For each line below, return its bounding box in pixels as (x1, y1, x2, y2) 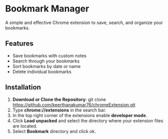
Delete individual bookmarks (12, 68, 72, 74)
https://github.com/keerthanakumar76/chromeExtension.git (12, 101, 135, 107)
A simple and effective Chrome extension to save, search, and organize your (5, 19, 163, 25)
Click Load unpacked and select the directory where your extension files (12, 117, 163, 123)
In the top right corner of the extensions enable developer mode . (12, 112, 147, 118)
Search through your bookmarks (12, 58, 80, 64)
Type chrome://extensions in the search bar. (12, 107, 106, 113)
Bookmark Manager (5, 3, 89, 14)
